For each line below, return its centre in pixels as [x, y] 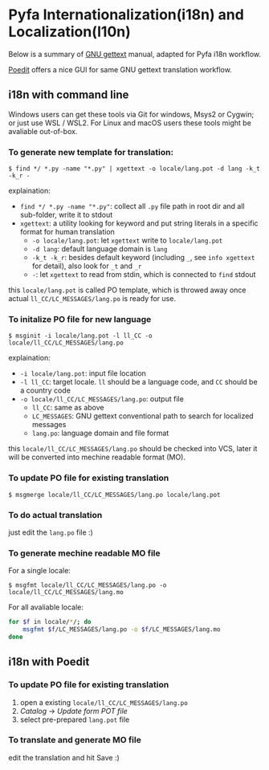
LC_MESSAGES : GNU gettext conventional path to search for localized [143, 416]
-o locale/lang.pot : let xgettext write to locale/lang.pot [127, 240]
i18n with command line [69, 95]
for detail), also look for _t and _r [87, 266]
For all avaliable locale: [46, 607]
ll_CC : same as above [68, 408]
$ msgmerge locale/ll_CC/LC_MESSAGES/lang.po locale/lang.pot [114, 495]
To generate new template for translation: [91, 152]
